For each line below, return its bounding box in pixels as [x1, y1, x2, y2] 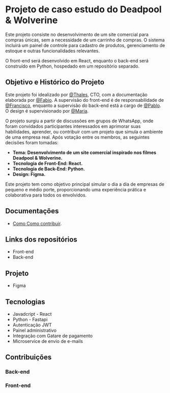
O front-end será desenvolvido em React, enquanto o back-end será [5, 57, 149, 63]
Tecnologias [5, 297, 45, 306]
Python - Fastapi [12, 316, 48, 322]
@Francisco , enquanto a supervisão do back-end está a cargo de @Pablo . [5, 102, 161, 108]
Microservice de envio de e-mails [12, 338, 83, 344]
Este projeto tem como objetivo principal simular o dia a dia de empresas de [5, 181, 164, 187]
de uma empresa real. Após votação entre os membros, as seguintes [5, 134, 150, 140]
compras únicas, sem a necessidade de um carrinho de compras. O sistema [5, 37, 165, 43]
